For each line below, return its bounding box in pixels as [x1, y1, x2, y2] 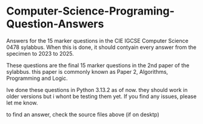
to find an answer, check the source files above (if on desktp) [6, 111, 159, 118]
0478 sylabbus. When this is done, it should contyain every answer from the [6, 44, 197, 51]
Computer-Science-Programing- [6, 4, 175, 18]
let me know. [6, 99, 38, 106]
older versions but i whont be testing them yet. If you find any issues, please [6, 93, 197, 100]
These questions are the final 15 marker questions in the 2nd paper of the [6, 62, 190, 69]
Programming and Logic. [6, 74, 68, 82]
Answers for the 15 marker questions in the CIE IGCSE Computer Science [6, 37, 189, 44]
